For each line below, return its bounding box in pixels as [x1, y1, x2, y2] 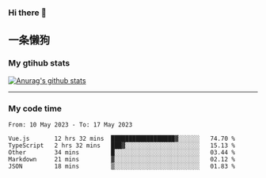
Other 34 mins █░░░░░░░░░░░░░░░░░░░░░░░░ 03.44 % [8, 148, 236, 157]
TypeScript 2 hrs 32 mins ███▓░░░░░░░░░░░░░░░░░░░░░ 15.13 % [8, 142, 236, 150]
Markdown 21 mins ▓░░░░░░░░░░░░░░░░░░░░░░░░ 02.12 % [8, 155, 236, 163]
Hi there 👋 [8, 7, 47, 18]
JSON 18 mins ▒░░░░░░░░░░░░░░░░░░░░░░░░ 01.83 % [8, 162, 236, 170]
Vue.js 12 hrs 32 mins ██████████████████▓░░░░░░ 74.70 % [8, 134, 236, 142]
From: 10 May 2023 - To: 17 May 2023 [8, 120, 133, 129]
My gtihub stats [8, 58, 70, 69]
